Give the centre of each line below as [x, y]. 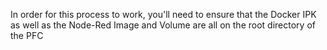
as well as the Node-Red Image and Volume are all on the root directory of [163, 25]
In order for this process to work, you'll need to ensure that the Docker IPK [163, 14]
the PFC [27, 35]
